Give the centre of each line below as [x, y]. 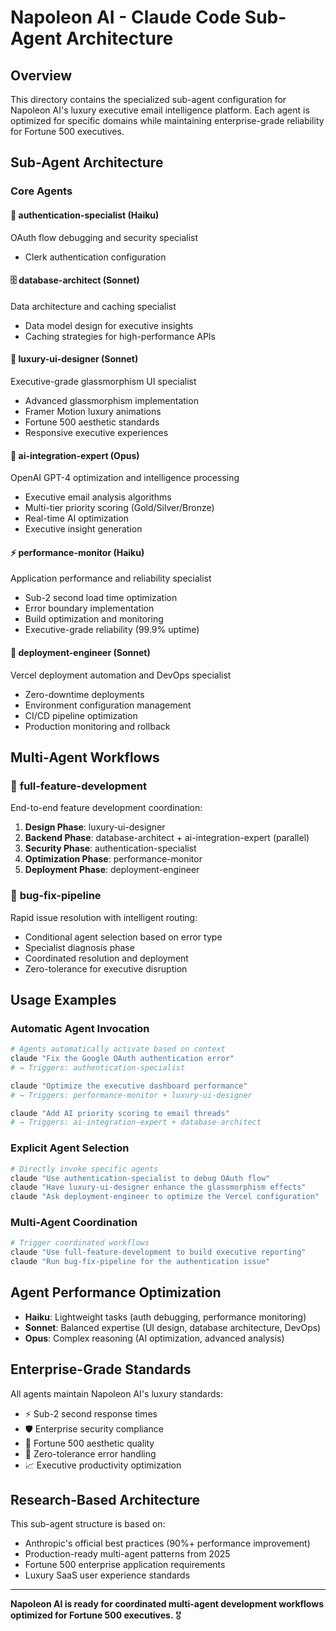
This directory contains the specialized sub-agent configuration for [148, 99]
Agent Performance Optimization [116, 1292]
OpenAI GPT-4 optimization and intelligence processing [125, 478]
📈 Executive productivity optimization [103, 1465]
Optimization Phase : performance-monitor [113, 859]
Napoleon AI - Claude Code [126, 17]
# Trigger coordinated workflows [80, 1243]
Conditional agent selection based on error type [123, 937]
